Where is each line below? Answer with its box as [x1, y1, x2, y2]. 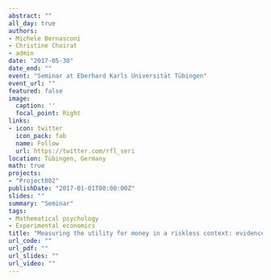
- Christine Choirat [8, 42, 78, 50]
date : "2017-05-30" [8, 57, 74, 65]
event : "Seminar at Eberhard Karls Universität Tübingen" [8, 72, 207, 80]
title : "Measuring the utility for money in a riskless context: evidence [8, 229, 265, 238]
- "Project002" [8, 177, 60, 186]
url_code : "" [8, 237, 52, 245]
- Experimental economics [8, 222, 95, 230]
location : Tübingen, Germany [8, 154, 106, 162]
